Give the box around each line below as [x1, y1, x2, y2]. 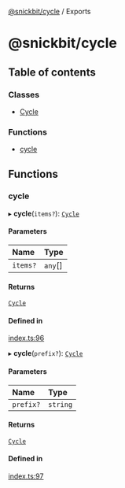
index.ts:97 [8, 471, 44, 481]
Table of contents [8, 65, 96, 79]
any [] [44, 260, 63, 271]
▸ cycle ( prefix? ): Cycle [8, 349, 83, 358]
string [48, 400, 73, 409]
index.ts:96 [8, 334, 45, 343]
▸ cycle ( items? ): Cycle [8, 209, 80, 218]
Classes [8, 89, 40, 100]
